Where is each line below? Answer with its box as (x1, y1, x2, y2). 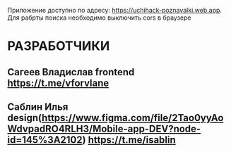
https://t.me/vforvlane (7, 77, 109, 89)
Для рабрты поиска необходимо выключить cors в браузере (7, 13, 191, 22)
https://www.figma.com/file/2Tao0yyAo (41, 112, 224, 124)
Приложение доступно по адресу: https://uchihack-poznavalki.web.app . (7, 6, 223, 14)
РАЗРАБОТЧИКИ (7, 38, 110, 54)
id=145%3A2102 (7, 134, 83, 146)
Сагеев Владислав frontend (7, 66, 135, 78)
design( (7, 112, 42, 124)
